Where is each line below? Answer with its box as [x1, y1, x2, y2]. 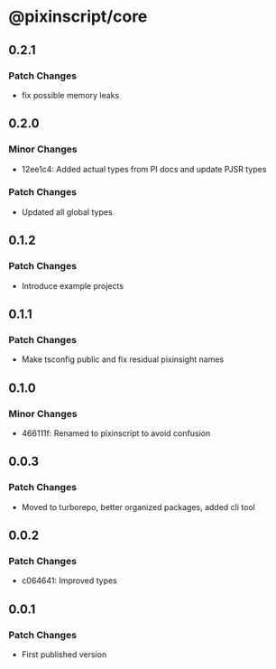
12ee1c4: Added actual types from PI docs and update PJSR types [21, 163, 267, 174]
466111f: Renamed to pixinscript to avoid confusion [21, 427, 211, 439]
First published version [21, 648, 107, 660]
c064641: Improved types [21, 575, 118, 586]
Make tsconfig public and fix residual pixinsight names [21, 354, 225, 365]
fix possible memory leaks [21, 89, 120, 100]
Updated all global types [21, 206, 114, 218]
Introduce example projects [21, 280, 124, 291]
